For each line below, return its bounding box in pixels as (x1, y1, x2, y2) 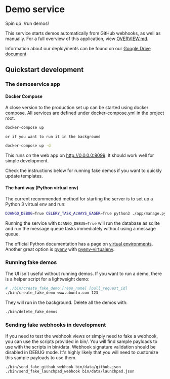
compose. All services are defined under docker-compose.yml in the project (5, 110, 164, 116)
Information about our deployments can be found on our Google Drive (5, 45, 151, 51)
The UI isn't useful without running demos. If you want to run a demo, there (5, 270, 162, 277)
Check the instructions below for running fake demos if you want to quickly (5, 167, 162, 174)
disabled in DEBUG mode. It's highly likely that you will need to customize (5, 349, 158, 355)
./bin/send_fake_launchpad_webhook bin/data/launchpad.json (5, 369, 135, 374)
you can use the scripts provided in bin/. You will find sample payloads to (5, 338, 158, 344)
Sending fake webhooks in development (5, 321, 106, 328)
